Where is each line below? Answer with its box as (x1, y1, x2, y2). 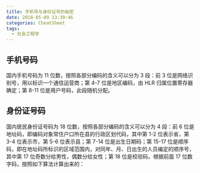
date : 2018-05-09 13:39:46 (6, 14, 73, 20)
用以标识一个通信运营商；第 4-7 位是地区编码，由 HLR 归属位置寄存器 (21, 79, 193, 86)
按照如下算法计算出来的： (21, 160, 85, 168)
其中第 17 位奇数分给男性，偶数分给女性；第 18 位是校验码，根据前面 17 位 (6, 153, 188, 160)
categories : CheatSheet (6, 20, 66, 26)
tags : (6, 25, 20, 32)
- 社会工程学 (11, 31, 40, 37)
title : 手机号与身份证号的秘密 (6, 8, 74, 15)
